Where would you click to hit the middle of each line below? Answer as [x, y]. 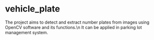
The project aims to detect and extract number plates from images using [77, 22]
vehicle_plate [33, 9]
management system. [27, 32]
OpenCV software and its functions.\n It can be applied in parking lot [73, 27]
